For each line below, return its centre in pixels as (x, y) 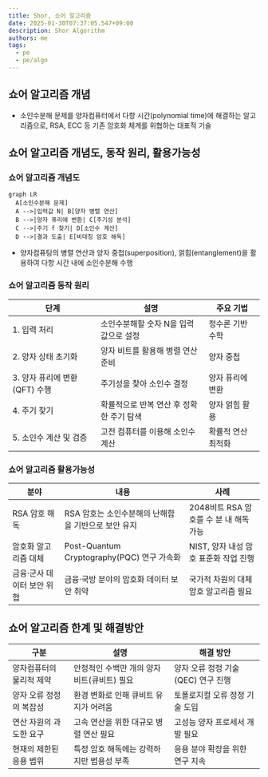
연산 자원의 (32, 722)
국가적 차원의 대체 (221, 579)
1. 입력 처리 (33, 330)
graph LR (23, 195)
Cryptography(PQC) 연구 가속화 (122, 557)
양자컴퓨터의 (35, 668)
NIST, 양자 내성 (216, 546)
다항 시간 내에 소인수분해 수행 (87, 263)
